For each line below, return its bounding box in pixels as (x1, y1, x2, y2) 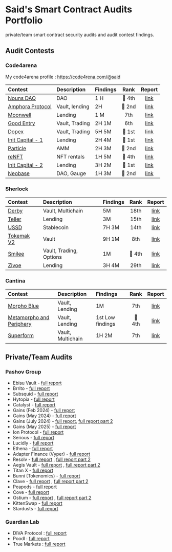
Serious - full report (12, 434, 55, 440)
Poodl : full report (12, 536, 50, 542)
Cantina (5, 277, 26, 284)
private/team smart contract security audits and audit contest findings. (5, 31, 155, 38)
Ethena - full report (12, 445, 53, 451)
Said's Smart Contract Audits (5, 4, 132, 15)
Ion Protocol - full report (12, 429, 64, 435)
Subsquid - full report (12, 390, 58, 397)
